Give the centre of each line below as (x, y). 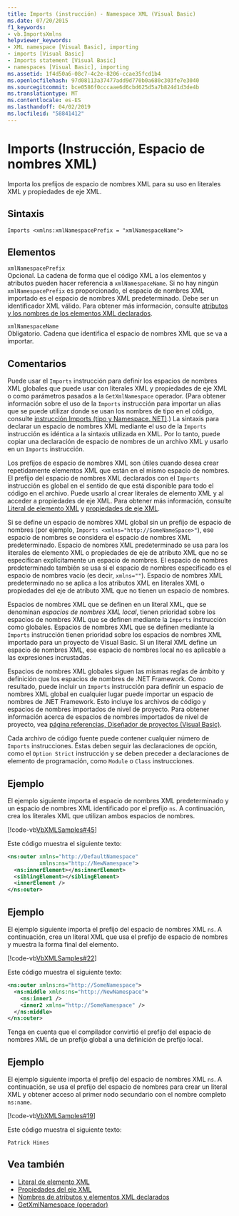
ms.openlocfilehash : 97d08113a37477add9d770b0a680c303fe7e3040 (103, 80)
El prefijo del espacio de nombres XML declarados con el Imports (103, 478)
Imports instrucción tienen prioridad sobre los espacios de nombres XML (115, 635)
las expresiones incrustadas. (49, 658)
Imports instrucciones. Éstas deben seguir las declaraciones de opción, (112, 746)
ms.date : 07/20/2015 (38, 21)
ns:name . (20, 1102)
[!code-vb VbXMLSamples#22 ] (52, 958)
